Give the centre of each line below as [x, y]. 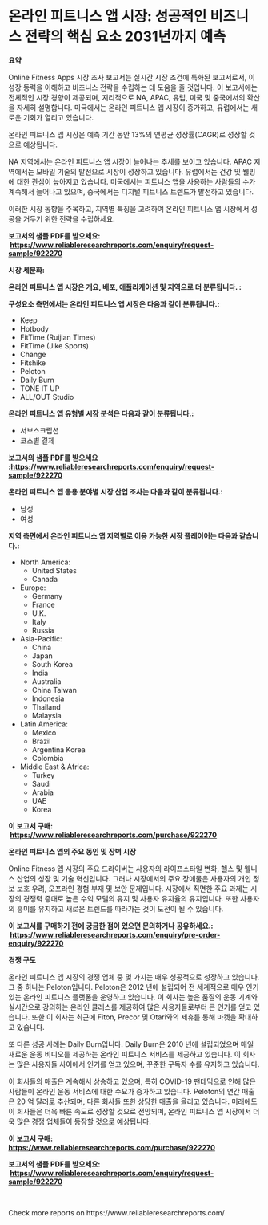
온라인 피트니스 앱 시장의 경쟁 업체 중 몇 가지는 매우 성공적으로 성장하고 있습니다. [134, 977]
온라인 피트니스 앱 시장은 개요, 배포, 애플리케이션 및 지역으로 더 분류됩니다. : [125, 287]
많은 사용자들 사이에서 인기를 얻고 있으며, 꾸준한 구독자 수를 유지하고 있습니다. [138, 1064]
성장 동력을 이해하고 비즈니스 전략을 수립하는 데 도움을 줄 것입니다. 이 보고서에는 [133, 87]
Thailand [46, 706]
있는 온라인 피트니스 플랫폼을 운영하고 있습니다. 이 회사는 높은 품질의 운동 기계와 [133, 997]
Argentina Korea [58, 749]
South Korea [52, 664]
